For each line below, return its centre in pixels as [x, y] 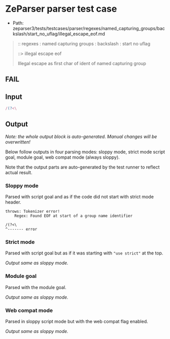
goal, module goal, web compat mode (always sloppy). [63, 157]
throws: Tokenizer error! [32, 212]
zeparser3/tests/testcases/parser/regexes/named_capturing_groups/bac [89, 28]
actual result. [19, 172]
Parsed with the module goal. [36, 287]
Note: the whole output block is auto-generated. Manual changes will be [81, 136]
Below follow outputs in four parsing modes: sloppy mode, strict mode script [85, 152]
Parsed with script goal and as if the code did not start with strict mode [79, 197]
